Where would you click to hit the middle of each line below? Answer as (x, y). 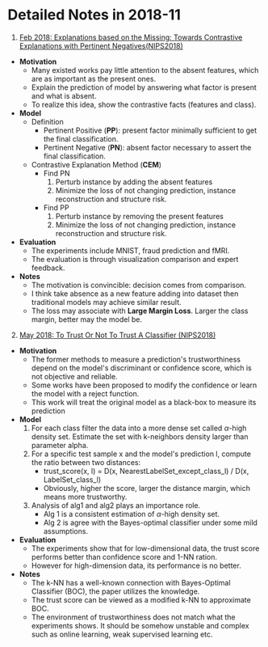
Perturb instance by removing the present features (139, 216)
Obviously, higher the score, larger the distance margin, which (147, 488)
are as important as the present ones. (94, 78)
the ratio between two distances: (86, 462)
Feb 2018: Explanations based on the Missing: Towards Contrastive (131, 37)
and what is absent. (64, 95)
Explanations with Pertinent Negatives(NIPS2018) (101, 45)
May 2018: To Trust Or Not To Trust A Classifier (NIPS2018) (117, 335)
